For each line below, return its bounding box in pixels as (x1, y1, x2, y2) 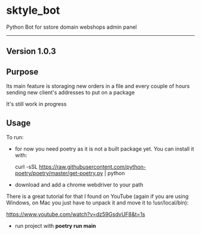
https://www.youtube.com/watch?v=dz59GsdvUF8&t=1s (6, 210, 145, 218)
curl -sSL (14, 163, 38, 170)
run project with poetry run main (14, 222, 96, 229)
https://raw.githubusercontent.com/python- (38, 163, 147, 170)
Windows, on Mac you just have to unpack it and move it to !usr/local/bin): (6, 199, 189, 206)
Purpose (6, 66, 39, 77)
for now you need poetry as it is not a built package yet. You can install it (14, 145, 194, 152)
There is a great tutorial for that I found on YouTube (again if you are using (6, 193, 189, 200)
